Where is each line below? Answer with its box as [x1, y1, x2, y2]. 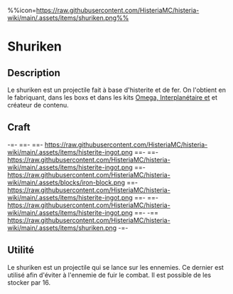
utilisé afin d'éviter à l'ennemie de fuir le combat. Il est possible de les [7, 271, 212, 279]
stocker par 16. [7, 278, 51, 287]
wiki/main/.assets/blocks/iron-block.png [7, 178, 126, 187]
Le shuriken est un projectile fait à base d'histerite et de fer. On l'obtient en [7, 85, 226, 94]
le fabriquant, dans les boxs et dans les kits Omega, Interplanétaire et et [7, 93, 218, 102]
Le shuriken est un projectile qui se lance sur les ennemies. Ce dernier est [7, 263, 224, 271]
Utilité [7, 244, 35, 256]
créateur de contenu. [7, 101, 69, 109]
